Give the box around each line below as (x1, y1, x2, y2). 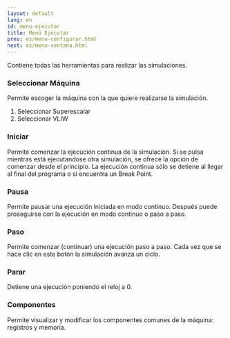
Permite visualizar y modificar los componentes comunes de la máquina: (7, 315, 214, 324)
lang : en (7, 17, 32, 23)
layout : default (7, 10, 54, 17)
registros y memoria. (7, 323, 66, 331)
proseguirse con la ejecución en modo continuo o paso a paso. (7, 210, 186, 218)
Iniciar (7, 132, 29, 141)
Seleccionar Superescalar (17, 108, 91, 116)
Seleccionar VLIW (17, 115, 68, 123)
